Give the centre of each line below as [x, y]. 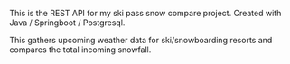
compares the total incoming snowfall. [80, 50]
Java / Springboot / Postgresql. [67, 23]
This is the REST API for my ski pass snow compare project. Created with [145, 13]
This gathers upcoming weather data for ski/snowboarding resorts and [141, 40]
